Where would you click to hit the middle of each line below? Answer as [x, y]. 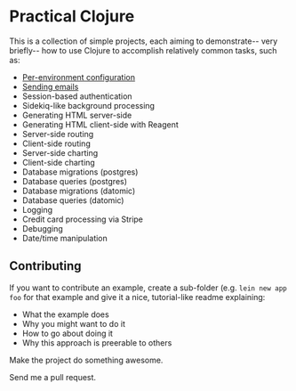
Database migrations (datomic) [79, 191]
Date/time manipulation [65, 238]
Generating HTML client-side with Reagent [100, 124]
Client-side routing [56, 143]
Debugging [43, 228]
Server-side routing [58, 134]
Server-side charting [60, 152]
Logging [37, 209]
